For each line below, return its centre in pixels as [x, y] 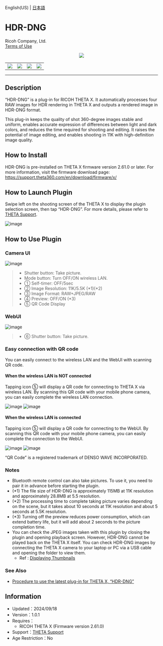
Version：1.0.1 [26, 615]
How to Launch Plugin [39, 192]
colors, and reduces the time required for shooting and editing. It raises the [80, 129]
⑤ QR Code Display [45, 304]
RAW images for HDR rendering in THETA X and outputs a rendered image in [81, 104]
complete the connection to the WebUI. [44, 439]
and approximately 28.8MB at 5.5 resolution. [56, 496]
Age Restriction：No [33, 638]
